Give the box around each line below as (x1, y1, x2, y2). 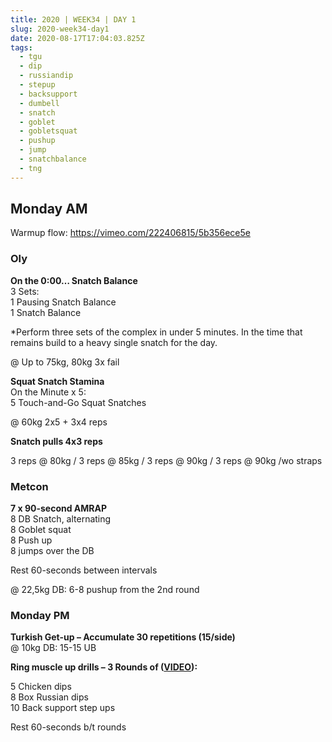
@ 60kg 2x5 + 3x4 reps (10, 416, 108, 428)
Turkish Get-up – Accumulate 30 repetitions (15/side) (10, 631, 236, 643)
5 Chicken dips (10, 681, 72, 693)
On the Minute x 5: (10, 386, 87, 398)
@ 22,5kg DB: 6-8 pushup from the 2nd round (10, 584, 200, 596)
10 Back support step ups (10, 702, 116, 714)
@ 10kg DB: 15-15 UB (10, 642, 97, 654)
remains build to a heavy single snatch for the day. (10, 336, 218, 348)
